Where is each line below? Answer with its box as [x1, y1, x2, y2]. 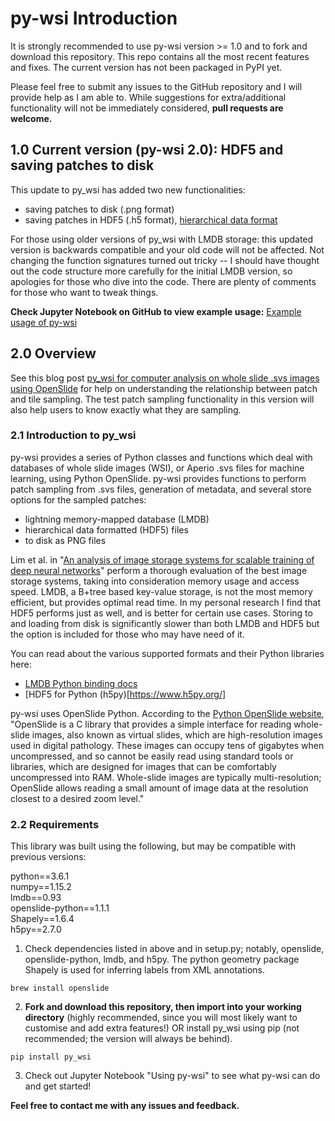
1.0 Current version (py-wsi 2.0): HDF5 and [10, 142, 284, 159]
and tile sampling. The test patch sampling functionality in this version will [10, 393, 315, 405]
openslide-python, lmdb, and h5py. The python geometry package [24, 953, 300, 966]
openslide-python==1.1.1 [10, 902, 110, 914]
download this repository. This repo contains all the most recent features [10, 50, 310, 62]
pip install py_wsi [10, 1052, 92, 1062]
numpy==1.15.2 [10, 881, 72, 893]
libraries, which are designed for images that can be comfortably [10, 760, 277, 772]
